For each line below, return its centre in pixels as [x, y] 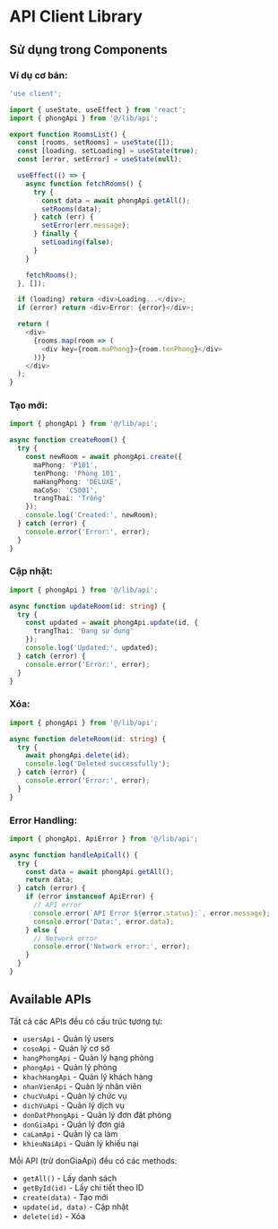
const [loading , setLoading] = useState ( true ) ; [108, 151]
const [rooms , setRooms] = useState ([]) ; [96, 143]
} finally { [55, 234]
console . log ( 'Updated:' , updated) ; [92, 648]
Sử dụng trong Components [88, 50]
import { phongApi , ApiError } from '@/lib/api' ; [104, 839]
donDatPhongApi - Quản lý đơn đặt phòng [97, 1114]
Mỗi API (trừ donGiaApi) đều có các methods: [93, 1160]
